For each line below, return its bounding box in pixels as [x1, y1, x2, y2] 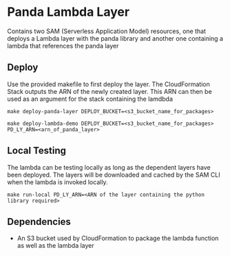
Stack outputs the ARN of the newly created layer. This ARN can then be [7, 87, 212, 95]
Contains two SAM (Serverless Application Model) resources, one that [7, 27, 207, 35]
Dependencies [7, 215, 71, 228]
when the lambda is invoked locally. [7, 177, 108, 186]
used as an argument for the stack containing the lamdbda [7, 95, 174, 103]
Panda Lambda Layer [7, 4, 129, 20]
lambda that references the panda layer [7, 41, 119, 50]
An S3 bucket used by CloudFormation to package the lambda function [17, 234, 219, 242]
